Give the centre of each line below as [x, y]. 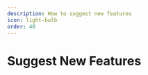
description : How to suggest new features [69, 14]
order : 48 [22, 26]
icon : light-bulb [32, 20]
